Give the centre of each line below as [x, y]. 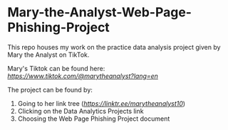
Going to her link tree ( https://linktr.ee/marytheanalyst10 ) [102, 103]
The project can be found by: [50, 90]
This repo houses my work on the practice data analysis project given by [114, 47]
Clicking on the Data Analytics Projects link [81, 111]
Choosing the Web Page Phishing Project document [94, 119]
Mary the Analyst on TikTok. [48, 55]
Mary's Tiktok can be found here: [56, 68]
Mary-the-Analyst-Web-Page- [100, 12]
